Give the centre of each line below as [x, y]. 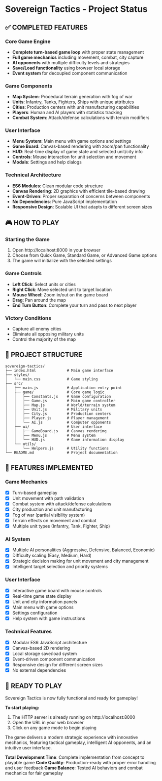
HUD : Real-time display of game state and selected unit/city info [77, 152]
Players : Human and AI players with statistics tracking [67, 113]
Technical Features [29, 632]
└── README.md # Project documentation [62, 452]
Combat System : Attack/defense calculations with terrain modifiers [81, 118]
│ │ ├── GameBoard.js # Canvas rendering [56, 431]
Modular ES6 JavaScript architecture [49, 642]
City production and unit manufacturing [52, 509]
